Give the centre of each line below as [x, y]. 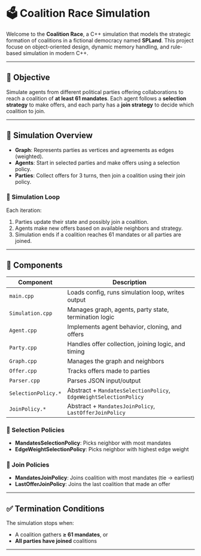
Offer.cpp [23, 371]
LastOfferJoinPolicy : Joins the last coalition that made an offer [92, 484]
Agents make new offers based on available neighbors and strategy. [99, 228]
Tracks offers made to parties [109, 370]
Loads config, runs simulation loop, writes [126, 292]
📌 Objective [28, 78]
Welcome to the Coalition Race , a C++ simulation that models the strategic [98, 34]
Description [130, 282]
